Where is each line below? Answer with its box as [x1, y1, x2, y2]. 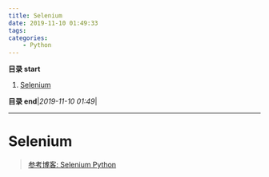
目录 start [8, 65, 41, 74]
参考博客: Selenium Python [27, 160, 117, 170]
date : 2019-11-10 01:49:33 [8, 19, 98, 27]
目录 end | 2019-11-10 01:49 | [8, 96, 98, 106]
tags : [8, 26, 26, 34]
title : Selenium [8, 11, 62, 20]
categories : [8, 33, 48, 42]
